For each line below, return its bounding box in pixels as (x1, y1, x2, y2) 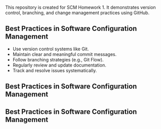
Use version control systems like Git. (12, 46, 89, 52)
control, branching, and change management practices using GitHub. (5, 10, 150, 16)
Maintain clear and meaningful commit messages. (12, 51, 117, 57)
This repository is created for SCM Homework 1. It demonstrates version (5, 5, 156, 10)
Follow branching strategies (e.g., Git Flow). (12, 56, 104, 62)
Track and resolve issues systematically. (12, 67, 97, 73)
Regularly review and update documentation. (12, 62, 106, 68)
